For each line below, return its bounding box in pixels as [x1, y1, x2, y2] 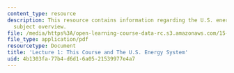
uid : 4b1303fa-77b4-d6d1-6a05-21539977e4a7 [7, 56, 136, 63]
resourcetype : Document [7, 42, 77, 49]
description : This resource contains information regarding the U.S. [7, 17, 214, 24]
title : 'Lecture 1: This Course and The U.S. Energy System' [7, 49, 189, 56]
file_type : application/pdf [7, 36, 89, 43]
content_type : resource [7, 10, 77, 17]
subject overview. [13, 23, 68, 30]
